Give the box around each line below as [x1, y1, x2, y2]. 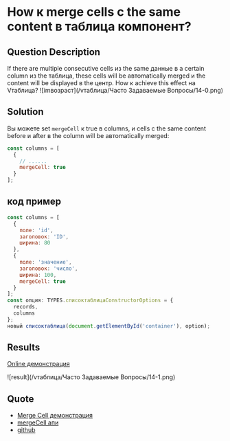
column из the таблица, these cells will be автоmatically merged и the [7, 71, 206, 80]
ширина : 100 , [19, 271, 57, 278]
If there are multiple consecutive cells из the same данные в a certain [7, 65, 205, 72]
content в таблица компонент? [7, 19, 192, 34]
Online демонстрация [7, 360, 70, 368]
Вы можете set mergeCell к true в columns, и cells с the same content [7, 124, 206, 133]
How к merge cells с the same [7, 4, 181, 20]
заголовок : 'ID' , [19, 233, 69, 240]
